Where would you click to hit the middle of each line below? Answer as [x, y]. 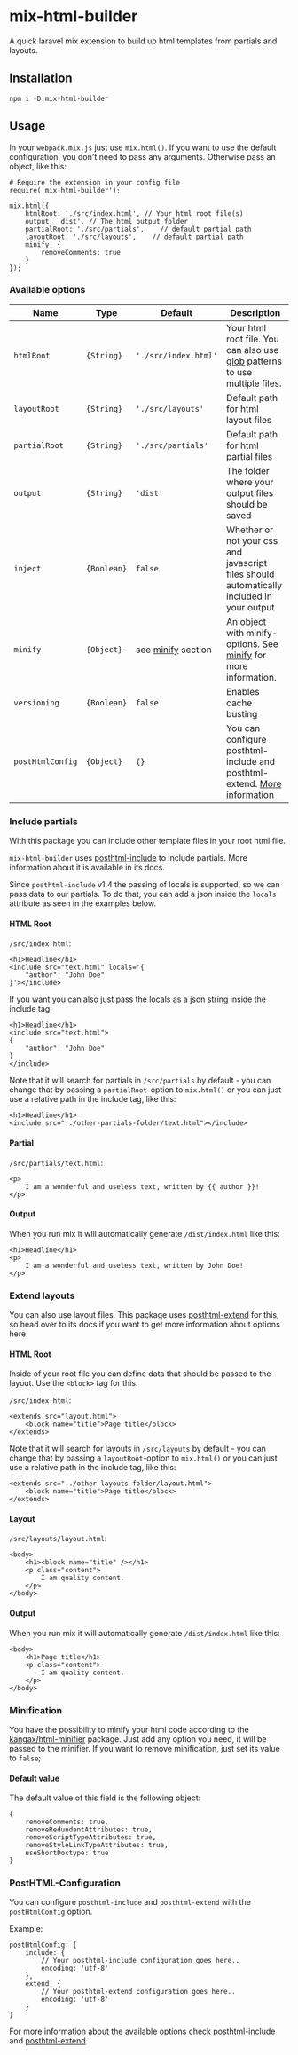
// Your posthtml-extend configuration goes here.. [139, 1992]
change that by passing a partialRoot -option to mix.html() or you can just [145, 1090]
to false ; [25, 1758]
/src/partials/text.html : [56, 1162]
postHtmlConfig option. [51, 1912]
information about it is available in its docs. [87, 868]
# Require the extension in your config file [94, 182]
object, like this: [38, 166]
